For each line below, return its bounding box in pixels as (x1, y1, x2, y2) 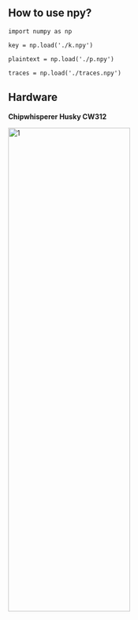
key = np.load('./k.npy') (8, 41, 93, 49)
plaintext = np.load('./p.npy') (8, 55, 114, 63)
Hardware (8, 90, 58, 104)
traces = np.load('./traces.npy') (8, 69, 122, 77)
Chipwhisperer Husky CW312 (8, 111, 107, 121)
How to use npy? (8, 6, 92, 20)
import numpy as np (8, 27, 73, 35)
